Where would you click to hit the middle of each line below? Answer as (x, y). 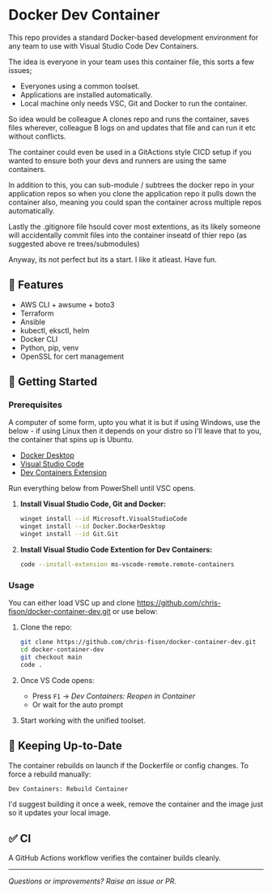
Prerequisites (35, 405)
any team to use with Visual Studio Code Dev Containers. (104, 45)
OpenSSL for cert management (72, 356)
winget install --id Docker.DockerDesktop (93, 527)
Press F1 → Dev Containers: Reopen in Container (114, 696)
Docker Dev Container (84, 15)
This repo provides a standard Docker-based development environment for (134, 37)
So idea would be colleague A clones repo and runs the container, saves (129, 118)
